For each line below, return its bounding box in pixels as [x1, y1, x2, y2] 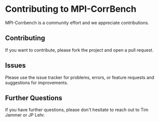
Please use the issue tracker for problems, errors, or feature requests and [5, 74, 155, 80]
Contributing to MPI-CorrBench [5, 3, 137, 15]
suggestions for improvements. [5, 80, 68, 86]
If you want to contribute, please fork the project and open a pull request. [5, 47, 154, 53]
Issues [5, 61, 26, 70]
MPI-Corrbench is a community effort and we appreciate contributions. [5, 20, 149, 26]
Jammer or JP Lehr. [5, 112, 45, 118]
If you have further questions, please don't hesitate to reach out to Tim [5, 107, 149, 113]
